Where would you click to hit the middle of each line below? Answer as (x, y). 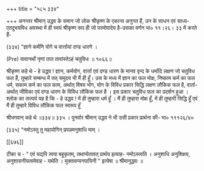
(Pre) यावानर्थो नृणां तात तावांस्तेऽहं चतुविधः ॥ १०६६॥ (59, 59)
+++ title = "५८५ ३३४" (33, 9)
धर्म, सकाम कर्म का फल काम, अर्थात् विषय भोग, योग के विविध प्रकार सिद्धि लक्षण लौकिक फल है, (96, 85)
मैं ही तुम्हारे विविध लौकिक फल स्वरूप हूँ (44, 105)
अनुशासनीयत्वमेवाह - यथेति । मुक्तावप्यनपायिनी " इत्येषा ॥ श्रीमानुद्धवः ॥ (75, 161)
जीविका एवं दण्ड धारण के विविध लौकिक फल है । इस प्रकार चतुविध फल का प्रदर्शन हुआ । (104, 92)
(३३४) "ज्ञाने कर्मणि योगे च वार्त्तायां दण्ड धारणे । (52, 47)
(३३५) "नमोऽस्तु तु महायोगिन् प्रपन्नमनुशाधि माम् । (53, 130)
